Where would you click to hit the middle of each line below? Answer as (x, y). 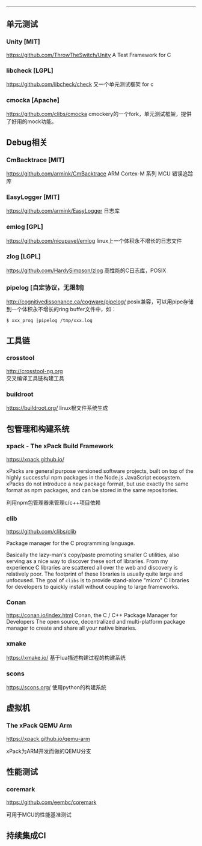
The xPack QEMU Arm (39, 726)
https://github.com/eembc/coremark (52, 802)
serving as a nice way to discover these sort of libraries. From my (87, 561)
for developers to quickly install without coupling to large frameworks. (93, 587)
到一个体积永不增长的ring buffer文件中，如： (62, 309)
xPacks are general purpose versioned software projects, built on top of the (100, 471)
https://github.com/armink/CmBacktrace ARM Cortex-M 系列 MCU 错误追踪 (100, 173)
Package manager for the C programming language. (71, 543)
